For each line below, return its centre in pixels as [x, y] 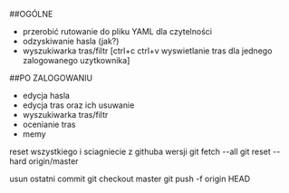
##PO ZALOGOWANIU [51, 78]
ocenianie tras [49, 124]
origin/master [53, 161]
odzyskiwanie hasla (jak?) [71, 41]
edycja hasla [46, 96]
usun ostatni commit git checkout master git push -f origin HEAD [130, 179]
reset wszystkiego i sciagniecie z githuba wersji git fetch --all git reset [140, 151]
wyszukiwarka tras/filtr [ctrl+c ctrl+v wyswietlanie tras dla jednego [147, 51]
